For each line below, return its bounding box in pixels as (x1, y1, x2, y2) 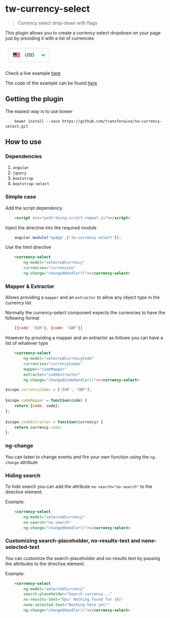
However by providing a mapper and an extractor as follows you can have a (5, 335, 163, 341)
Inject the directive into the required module (5, 224, 97, 230)
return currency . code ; (14, 425, 62, 430)
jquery (12, 171, 27, 176)
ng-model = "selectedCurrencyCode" (23, 356, 94, 361)
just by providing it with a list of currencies (5, 35, 94, 41)
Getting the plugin (5, 95, 63, 103)
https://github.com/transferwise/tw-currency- (61, 119, 162, 124)
